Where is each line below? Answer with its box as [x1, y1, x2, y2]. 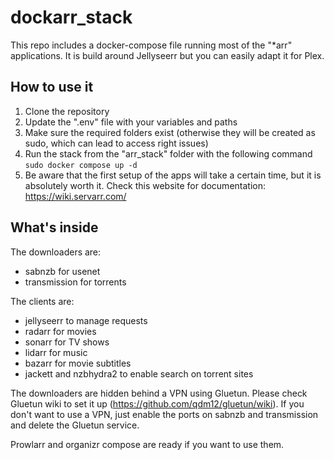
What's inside [10, 219, 99, 236]
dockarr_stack [10, 6, 133, 29]
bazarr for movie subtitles [24, 357, 132, 369]
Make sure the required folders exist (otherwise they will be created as [24, 126, 316, 138]
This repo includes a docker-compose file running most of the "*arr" [10, 39, 293, 51]
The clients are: [10, 295, 75, 307]
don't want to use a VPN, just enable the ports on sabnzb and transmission [10, 408, 319, 420]
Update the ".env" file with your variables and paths [24, 116, 238, 128]
